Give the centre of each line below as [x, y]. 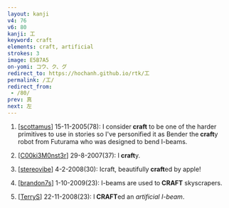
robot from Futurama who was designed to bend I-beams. [102, 141]
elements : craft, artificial [50, 47]
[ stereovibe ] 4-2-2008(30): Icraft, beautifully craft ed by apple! [109, 169]
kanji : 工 [21, 34]
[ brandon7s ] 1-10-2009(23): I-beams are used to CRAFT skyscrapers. [120, 182]
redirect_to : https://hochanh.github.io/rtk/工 [79, 73]
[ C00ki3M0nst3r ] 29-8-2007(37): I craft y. [79, 155]
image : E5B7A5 [28, 60]
